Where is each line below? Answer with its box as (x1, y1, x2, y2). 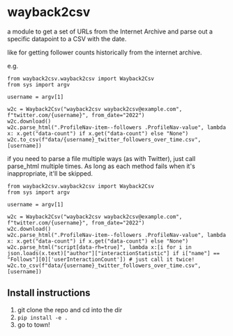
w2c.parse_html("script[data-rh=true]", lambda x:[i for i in (7, 243, 192, 251)
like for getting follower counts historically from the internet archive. (7, 48, 202, 56)
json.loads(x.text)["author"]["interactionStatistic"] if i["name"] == (7, 250, 220, 257)
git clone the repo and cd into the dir (17, 305, 123, 314)
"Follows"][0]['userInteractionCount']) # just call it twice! (7, 256, 195, 263)
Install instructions (7, 287, 91, 299)
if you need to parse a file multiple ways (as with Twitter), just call (7, 154, 196, 162)
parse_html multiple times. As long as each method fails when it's (7, 162, 195, 170)
